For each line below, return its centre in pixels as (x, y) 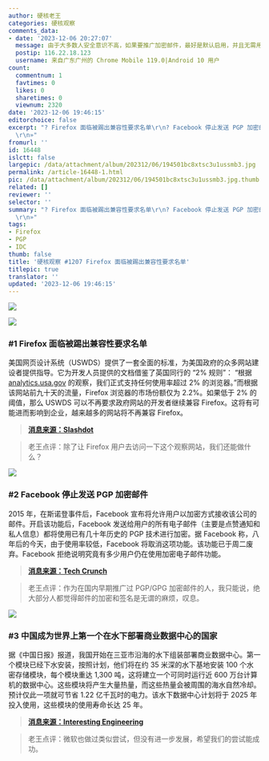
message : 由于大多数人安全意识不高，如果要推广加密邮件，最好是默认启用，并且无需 (136, 46)
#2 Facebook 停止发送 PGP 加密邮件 (78, 495)
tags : (17, 225)
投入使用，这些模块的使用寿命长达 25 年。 (78, 705)
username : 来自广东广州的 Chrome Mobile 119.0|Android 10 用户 (118, 61)
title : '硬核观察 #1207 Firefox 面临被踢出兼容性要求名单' (99, 261)
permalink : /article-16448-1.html (66, 172)
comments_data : (34, 30)
